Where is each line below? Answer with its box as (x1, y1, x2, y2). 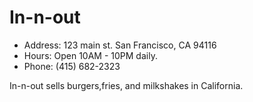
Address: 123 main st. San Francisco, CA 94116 (23, 39, 217, 51)
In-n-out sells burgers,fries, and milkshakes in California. (9, 79, 244, 91)
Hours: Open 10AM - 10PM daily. (23, 49, 158, 61)
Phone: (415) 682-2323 (23, 60, 121, 72)
